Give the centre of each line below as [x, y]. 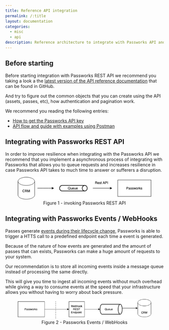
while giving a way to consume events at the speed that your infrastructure [83, 287]
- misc [17, 32]
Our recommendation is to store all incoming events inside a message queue [84, 266]
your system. [19, 257]
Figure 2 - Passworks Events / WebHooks [84, 322]
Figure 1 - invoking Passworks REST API [84, 203]
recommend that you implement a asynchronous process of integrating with [84, 159]
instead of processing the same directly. [47, 272]
